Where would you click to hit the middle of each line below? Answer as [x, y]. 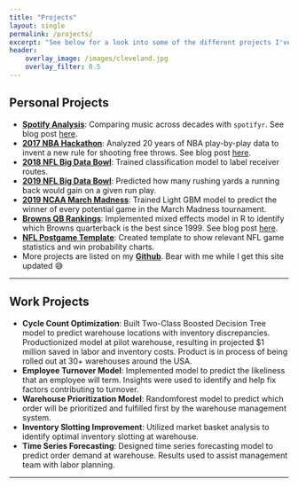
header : [24, 51]
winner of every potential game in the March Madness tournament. [144, 208]
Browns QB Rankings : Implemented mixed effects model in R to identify [153, 218]
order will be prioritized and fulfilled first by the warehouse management [154, 408]
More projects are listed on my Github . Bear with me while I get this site [153, 256]
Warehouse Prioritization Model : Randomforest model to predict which [153, 398]
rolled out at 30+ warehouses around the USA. [107, 361]
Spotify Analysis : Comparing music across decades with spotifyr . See [153, 124]
